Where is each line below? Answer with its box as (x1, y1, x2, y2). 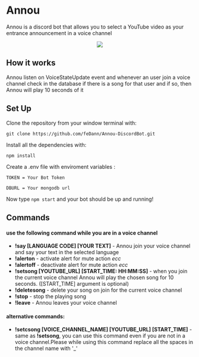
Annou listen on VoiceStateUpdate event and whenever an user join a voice (6, 74, 191, 81)
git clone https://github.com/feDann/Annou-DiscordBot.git (6, 131, 156, 137)
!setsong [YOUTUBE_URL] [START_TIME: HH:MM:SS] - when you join (14, 268, 188, 275)
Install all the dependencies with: (6, 141, 87, 149)
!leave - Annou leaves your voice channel (14, 299, 117, 307)
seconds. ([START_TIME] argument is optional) (14, 280, 129, 288)
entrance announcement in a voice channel (6, 29, 112, 36)
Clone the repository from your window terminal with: (6, 119, 137, 127)
